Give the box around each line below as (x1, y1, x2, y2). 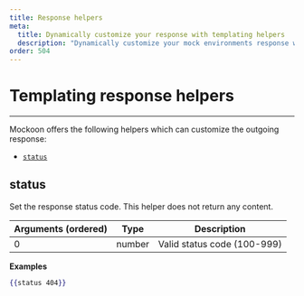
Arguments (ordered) (14, 222, 109, 235)
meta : (9, 22, 30, 31)
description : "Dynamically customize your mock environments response (17, 38, 290, 48)
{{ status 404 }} (9, 278, 67, 287)
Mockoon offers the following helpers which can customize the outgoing (9, 124, 280, 135)
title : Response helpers (9, 13, 103, 23)
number (116, 237, 150, 250)
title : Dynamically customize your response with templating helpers (17, 30, 285, 39)
